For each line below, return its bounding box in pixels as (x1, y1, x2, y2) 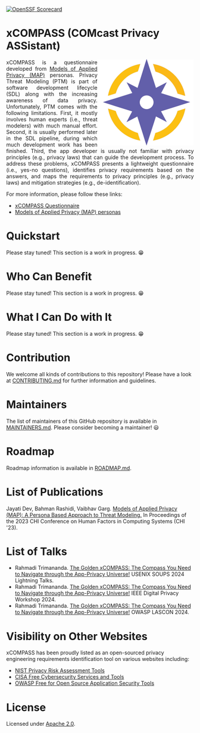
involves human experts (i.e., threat (6, 116, 98, 123)
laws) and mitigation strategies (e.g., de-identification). (6, 179, 141, 186)
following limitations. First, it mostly (6, 109, 98, 116)
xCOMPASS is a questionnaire (6, 58, 98, 65)
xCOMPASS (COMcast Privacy (6, 27, 160, 40)
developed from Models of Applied (6, 65, 98, 72)
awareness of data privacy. (6, 96, 98, 104)
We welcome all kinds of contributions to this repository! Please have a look (6, 370, 192, 378)
